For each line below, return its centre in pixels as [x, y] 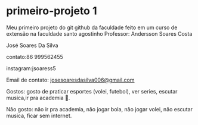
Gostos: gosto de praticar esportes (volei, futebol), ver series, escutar [92, 91]
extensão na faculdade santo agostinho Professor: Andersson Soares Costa [99, 33]
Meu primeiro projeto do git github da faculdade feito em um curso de [92, 27]
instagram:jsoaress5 [31, 68]
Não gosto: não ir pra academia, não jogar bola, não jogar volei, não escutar [99, 109]
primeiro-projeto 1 [52, 11]
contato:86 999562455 [35, 57]
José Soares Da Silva [32, 45]
